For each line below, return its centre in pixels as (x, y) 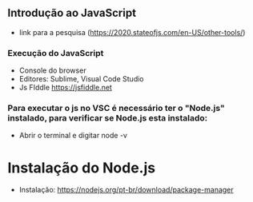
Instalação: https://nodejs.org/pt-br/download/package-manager (126, 190)
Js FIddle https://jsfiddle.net (66, 88)
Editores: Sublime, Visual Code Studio (81, 79)
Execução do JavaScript (56, 53)
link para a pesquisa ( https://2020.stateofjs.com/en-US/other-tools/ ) (132, 32)
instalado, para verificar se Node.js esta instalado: (108, 118)
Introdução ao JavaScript (72, 13)
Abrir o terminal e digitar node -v (73, 136)
